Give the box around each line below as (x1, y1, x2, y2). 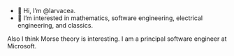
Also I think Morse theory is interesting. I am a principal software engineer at (7, 35, 227, 43)
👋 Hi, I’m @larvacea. (17, 7, 76, 15)
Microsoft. (7, 42, 37, 50)
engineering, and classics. (17, 21, 93, 29)
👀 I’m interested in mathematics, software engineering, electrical (17, 14, 203, 22)
